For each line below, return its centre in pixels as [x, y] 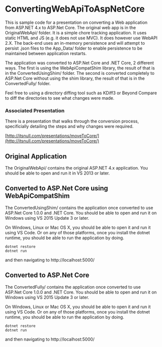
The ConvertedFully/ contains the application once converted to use [73, 287]
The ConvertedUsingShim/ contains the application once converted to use [79, 208]
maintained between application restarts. [46, 53]
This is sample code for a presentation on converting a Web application [76, 22]
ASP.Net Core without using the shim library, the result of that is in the [75, 78]
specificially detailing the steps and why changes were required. [69, 126]
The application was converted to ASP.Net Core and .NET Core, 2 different [80, 63]
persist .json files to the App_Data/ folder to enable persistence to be [74, 48]
